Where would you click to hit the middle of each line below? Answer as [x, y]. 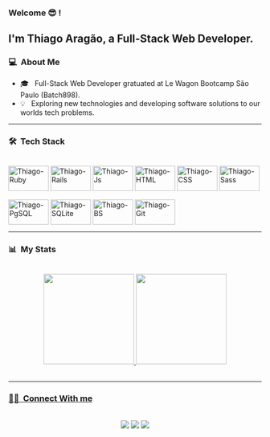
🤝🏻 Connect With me [51, 398]
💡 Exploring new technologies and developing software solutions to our [140, 103]
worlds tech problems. [57, 112]
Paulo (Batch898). [50, 95]
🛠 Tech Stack [37, 141]
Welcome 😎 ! [35, 13]
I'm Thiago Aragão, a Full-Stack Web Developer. [131, 39]
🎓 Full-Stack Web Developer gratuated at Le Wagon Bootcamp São [134, 83]
